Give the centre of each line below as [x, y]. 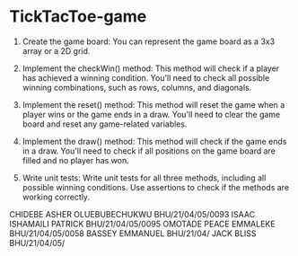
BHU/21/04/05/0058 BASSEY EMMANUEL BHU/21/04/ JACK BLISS [133, 233]
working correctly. [56, 197]
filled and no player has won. [76, 160]
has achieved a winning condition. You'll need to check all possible [146, 77]
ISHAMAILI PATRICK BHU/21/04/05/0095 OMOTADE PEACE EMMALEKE [142, 224]
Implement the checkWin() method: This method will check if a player [151, 68]
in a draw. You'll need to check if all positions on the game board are [149, 151]
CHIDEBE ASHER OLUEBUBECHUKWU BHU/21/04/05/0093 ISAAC [132, 214]
